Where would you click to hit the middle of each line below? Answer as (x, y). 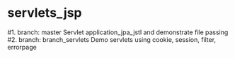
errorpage (22, 47)
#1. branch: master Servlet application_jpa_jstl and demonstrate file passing (118, 32)
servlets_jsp (45, 13)
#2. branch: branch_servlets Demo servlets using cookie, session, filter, (112, 39)
